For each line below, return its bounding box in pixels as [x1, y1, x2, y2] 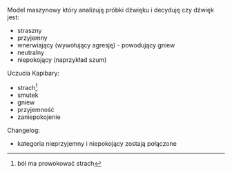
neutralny [17, 48, 45, 56]
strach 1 [17, 83, 38, 91]
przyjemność [17, 105, 55, 113]
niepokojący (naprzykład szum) [17, 56, 107, 64]
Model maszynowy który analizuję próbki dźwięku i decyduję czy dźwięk [7, 6, 214, 14]
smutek [17, 91, 39, 99]
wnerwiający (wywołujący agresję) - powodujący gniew [17, 41, 175, 49]
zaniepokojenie [17, 113, 61, 121]
